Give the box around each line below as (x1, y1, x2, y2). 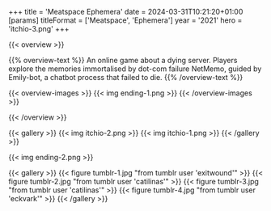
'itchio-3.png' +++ (8, 24, 70, 33)
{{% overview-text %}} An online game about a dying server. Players (8, 56, 238, 65)
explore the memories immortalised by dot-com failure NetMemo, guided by (8, 64, 262, 74)
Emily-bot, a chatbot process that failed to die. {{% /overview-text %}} (8, 73, 243, 82)
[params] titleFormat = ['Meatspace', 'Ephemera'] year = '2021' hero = (8, 15, 243, 25)
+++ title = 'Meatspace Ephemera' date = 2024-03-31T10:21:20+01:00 (8, 7, 243, 16)
